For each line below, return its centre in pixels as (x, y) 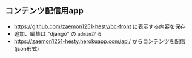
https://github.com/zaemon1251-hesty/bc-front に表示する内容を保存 (100, 26)
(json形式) (26, 48)
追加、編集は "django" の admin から (58, 33)
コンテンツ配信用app (44, 11)
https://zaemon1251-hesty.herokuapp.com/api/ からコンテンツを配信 (99, 41)
